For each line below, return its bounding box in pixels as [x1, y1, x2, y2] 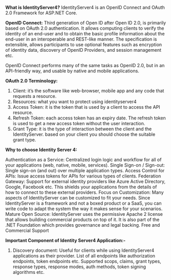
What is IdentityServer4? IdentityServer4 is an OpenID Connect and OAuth [5, 5, 165, 10]
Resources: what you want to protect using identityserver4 [12, 98, 137, 105]
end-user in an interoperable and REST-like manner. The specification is [5, 36, 157, 42]
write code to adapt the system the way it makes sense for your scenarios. [5, 206, 163, 212]
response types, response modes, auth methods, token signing [12, 264, 146, 270]
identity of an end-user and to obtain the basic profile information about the [5, 31, 165, 36]
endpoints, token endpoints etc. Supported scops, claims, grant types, [12, 258, 161, 264]
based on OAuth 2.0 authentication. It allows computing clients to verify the [5, 25, 164, 31]
